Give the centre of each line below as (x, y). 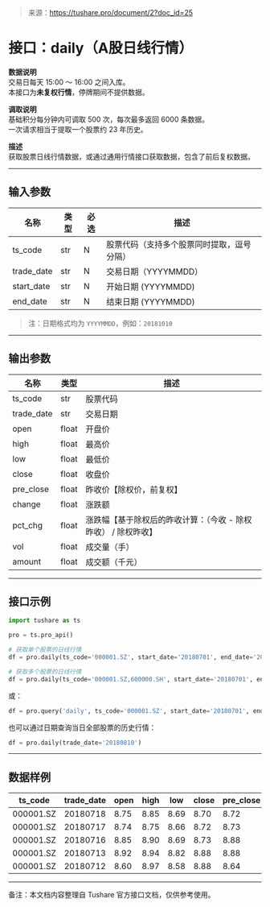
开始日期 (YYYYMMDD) (151, 287)
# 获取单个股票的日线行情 (45, 650)
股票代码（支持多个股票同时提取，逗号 (179, 244)
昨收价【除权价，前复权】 (134, 489)
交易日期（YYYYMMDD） (155, 271)
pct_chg (27, 525)
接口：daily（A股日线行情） (101, 48)
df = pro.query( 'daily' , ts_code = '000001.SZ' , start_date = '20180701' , (129, 711)
